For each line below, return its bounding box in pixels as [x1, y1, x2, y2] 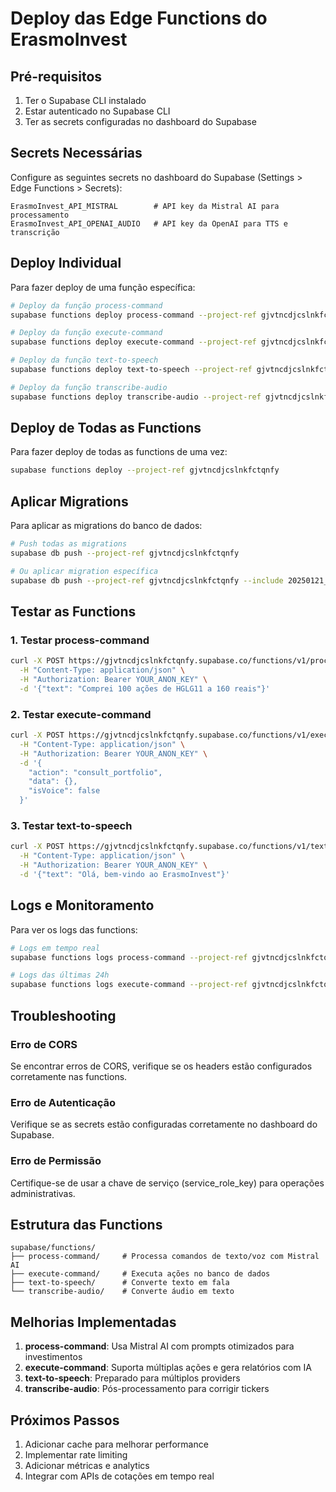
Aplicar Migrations [10, 493, 129, 510]
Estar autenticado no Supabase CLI [24, 105, 171, 117]
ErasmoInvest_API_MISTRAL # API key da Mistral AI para [10, 201, 280, 211]
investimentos [24, 1351, 83, 1363]
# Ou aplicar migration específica [10, 566, 159, 576]
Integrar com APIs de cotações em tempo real [24, 1470, 215, 1482]
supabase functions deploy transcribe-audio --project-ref [10, 392, 262, 402]
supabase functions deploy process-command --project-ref [10, 310, 257, 320]
